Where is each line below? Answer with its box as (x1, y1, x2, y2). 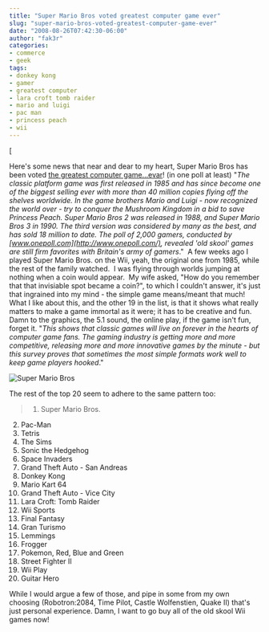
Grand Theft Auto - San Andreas (20, 463, 128, 472)
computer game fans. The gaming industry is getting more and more (9, 332, 236, 341)
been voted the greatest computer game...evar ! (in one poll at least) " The (9, 169, 251, 179)
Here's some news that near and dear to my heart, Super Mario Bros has (9, 161, 249, 171)
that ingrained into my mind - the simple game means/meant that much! (9, 289, 246, 299)
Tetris (20, 428, 40, 438)
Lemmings (20, 531, 56, 540)
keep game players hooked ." (9, 357, 104, 367)
